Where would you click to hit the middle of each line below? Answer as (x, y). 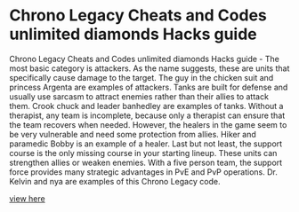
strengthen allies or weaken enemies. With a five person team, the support (146, 162)
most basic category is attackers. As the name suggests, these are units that (149, 68)
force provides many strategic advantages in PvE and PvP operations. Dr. (144, 172)
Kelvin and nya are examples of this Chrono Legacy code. (115, 181)
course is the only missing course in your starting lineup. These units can (143, 153)
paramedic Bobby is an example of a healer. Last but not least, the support (146, 144)
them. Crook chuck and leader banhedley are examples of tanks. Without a (146, 106)
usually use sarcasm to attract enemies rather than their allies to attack (139, 96)
